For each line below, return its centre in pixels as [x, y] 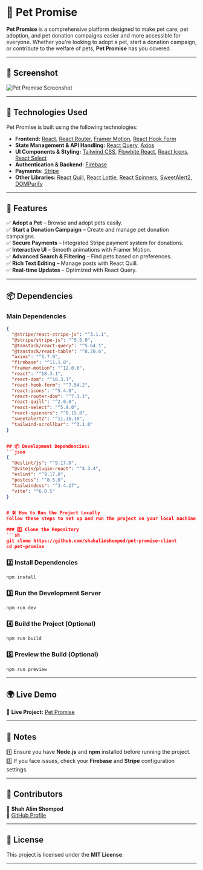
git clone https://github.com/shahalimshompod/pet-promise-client [92, 541]
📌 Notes [21, 737]
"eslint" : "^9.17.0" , [39, 474]
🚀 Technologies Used [47, 112]
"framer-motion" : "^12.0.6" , [48, 368]
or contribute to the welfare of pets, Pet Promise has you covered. [89, 48]
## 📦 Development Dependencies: [48, 446]
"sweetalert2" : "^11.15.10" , [48, 419]
